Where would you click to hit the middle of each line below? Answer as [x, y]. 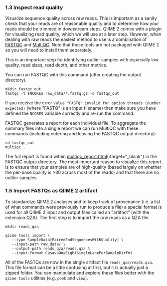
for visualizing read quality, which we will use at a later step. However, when [83, 34]
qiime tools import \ [28, 235]
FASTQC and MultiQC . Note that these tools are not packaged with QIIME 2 [82, 45]
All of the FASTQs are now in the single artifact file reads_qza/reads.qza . [79, 262]
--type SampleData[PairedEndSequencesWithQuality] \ [68, 240]
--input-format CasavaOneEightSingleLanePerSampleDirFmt [72, 253]
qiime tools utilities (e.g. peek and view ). [47, 278]
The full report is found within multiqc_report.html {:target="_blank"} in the [81, 157]
